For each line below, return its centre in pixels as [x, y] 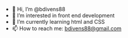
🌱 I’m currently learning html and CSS [58, 22]
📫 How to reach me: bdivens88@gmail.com [67, 28]
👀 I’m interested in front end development [63, 15]
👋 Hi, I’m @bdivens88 [38, 9]
